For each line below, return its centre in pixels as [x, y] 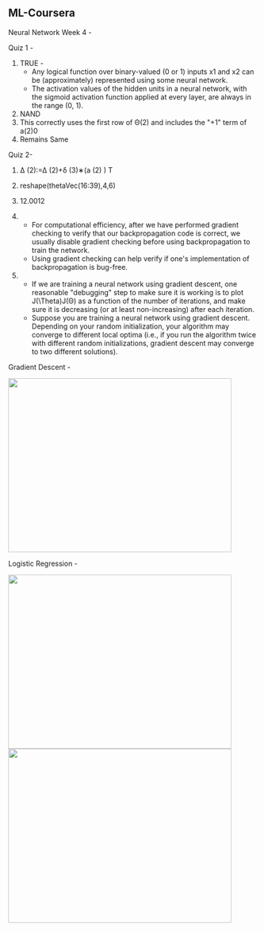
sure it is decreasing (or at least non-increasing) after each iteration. [143, 309]
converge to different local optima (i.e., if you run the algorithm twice [143, 334]
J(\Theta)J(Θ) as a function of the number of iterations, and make [138, 301]
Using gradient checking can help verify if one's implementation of [140, 259]
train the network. [60, 250]
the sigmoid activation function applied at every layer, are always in [142, 97]
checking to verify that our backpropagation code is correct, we [136, 233]
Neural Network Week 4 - [50, 32]
